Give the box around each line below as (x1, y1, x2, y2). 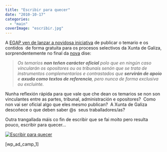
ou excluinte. (17, 81, 44, 87)
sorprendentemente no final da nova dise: (5, 50, 91, 56)
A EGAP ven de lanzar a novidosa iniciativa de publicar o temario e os (5, 39, 148, 45)
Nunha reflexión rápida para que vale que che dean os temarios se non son (5, 91, 160, 97)
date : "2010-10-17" (5, 12, 46, 17)
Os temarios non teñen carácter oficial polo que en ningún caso (17, 60, 151, 66)
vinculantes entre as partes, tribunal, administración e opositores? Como (5, 96, 156, 102)
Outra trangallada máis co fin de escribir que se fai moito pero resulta (5, 116, 148, 122)
